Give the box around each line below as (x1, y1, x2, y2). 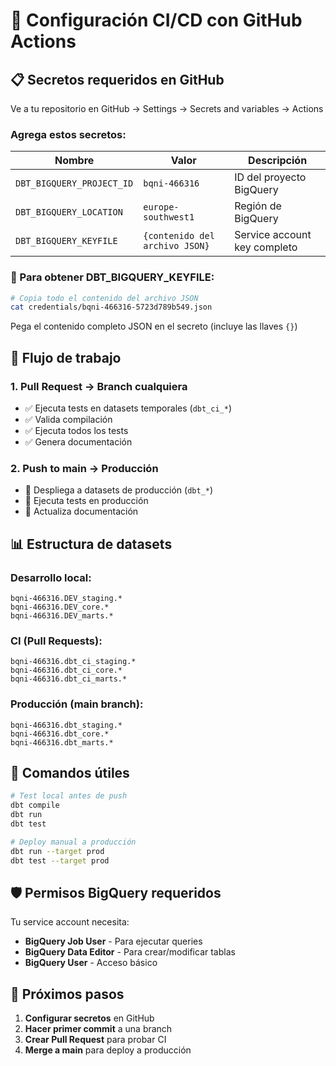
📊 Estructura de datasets (10, 535, 173, 553)
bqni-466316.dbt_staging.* (10, 720, 123, 730)
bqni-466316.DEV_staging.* (10, 594, 123, 604)
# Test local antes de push (10, 791, 128, 801)
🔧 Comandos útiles (10, 765, 130, 781)
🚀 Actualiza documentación (24, 505, 139, 518)
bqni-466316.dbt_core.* (10, 729, 110, 739)
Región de (234, 199, 282, 213)
